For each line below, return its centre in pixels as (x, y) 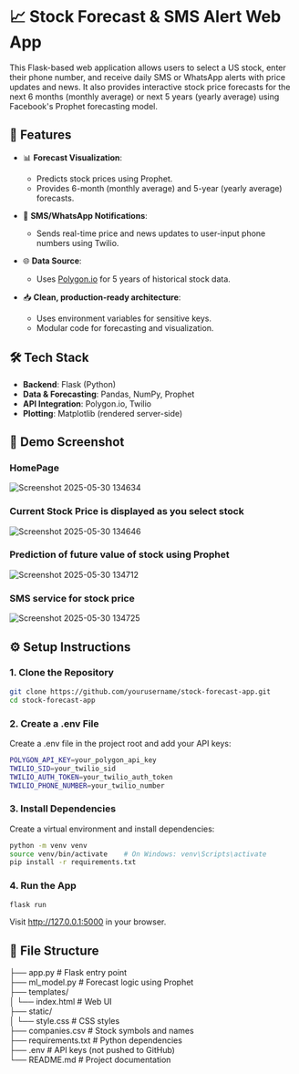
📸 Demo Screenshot (67, 442)
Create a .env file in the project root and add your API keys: (120, 743)
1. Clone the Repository (62, 673)
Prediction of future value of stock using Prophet (119, 554)
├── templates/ (39, 992)
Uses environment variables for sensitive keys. (124, 318)
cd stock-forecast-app (52, 700)
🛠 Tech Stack (49, 358)
